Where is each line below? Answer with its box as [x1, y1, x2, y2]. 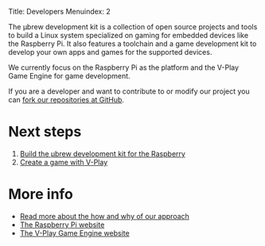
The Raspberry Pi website [19, 220, 105, 229]
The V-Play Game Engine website [19, 228, 130, 237]
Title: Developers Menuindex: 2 [8, 7, 111, 16]
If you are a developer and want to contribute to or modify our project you [8, 86, 250, 96]
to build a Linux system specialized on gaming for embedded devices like [8, 31, 249, 40]
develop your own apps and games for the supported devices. [8, 48, 212, 56]
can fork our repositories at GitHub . [8, 95, 125, 104]
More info [8, 186, 74, 203]
